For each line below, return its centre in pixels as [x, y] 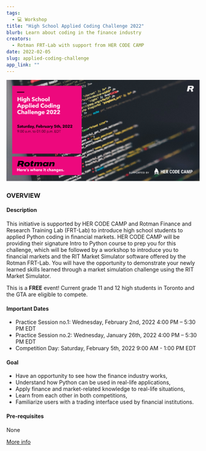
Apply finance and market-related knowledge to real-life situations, [100, 389]
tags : [13, 13]
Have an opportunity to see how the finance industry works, [91, 376]
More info [19, 442]
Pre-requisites [25, 416]
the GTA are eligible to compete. [47, 294]
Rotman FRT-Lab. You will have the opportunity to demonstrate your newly [101, 263]
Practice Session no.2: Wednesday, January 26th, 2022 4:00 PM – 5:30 [106, 335]
